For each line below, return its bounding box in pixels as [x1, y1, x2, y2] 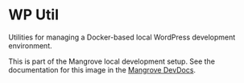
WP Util [8, 6, 59, 24]
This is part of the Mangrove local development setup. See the [8, 56, 216, 66]
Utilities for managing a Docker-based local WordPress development [8, 32, 236, 42]
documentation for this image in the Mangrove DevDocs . [8, 64, 196, 74]
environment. [8, 40, 52, 50]
